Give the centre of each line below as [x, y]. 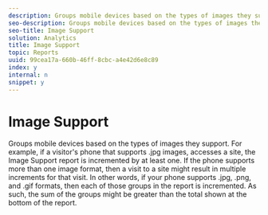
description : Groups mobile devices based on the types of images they [130, 16]
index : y [23, 68]
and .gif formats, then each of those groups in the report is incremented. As [132, 186]
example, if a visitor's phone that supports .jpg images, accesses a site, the [132, 152]
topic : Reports [33, 53]
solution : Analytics [43, 38]
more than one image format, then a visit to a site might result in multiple [127, 169]
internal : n [28, 75]
